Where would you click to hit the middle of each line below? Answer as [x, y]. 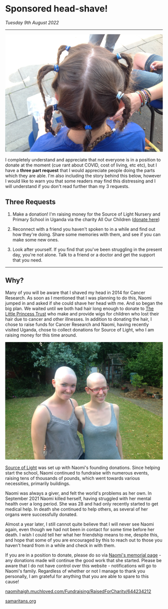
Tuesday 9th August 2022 [32, 22]
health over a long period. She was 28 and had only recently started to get [82, 503]
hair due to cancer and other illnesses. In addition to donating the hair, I [78, 319]
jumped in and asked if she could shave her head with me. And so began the [84, 303]
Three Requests [30, 202]
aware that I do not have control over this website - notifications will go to [81, 565]
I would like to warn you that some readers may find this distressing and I [80, 181]
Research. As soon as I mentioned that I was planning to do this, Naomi [78, 297]
